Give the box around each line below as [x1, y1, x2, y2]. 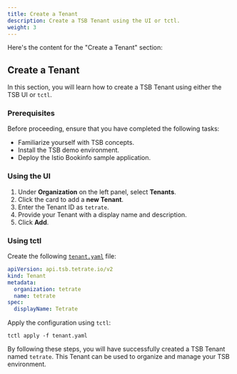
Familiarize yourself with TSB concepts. [17, 138, 134, 147]
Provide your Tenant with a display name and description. [17, 210, 187, 218]
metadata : [7, 279, 37, 286]
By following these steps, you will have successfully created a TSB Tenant [7, 345, 226, 353]
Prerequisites [7, 108, 55, 118]
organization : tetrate [14, 285, 81, 293]
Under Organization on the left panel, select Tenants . [17, 187, 176, 196]
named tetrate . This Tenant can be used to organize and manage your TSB [7, 353, 230, 361]
